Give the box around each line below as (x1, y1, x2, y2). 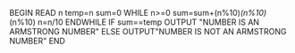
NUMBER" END (9, 35, 65, 46)
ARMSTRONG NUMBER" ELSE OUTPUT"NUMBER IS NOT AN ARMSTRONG (9, 26, 288, 36)
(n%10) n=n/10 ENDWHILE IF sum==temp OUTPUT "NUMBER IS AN (9, 17, 260, 27)
